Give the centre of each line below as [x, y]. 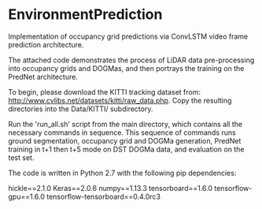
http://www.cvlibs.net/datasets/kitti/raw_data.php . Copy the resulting [120, 100]
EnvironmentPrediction [85, 15]
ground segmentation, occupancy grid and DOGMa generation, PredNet [125, 140]
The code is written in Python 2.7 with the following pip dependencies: [122, 173]
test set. [21, 157]
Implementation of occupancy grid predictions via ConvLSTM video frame [128, 36]
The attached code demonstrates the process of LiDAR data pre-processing [131, 60]
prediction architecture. [46, 44]
